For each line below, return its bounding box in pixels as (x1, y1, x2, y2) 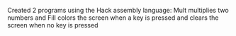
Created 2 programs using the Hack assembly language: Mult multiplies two (7, 6, 229, 14)
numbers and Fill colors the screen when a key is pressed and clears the (7, 13, 219, 22)
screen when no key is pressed (7, 21, 99, 29)
